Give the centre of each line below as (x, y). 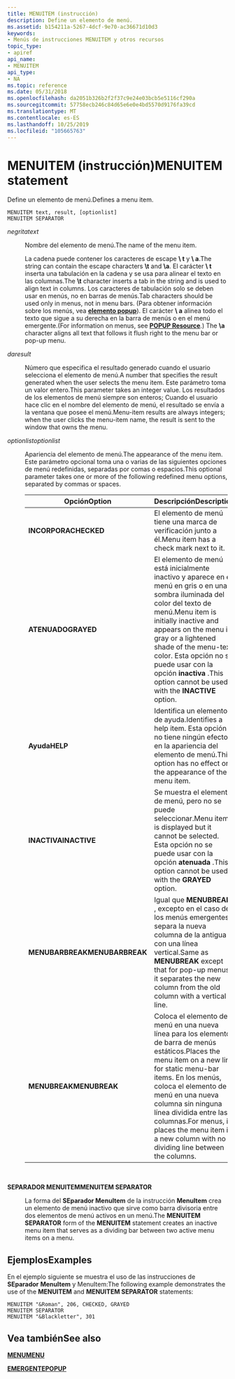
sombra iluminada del (189, 594)
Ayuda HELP (48, 746)
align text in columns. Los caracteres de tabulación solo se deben (119, 288)
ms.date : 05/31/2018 (37, 92)
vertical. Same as (181, 953)
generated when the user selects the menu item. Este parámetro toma (125, 383)
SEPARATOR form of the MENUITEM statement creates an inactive (121, 1223)
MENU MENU (26, 1354)
